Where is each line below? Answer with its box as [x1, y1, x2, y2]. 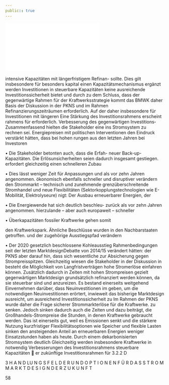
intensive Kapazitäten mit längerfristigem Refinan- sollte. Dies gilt [5, 75, 141, 82]
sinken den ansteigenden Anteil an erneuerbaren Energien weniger [5, 328, 144, 334]
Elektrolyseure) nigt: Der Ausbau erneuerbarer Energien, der [25, 192, 151, 198]
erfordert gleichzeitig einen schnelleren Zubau [5, 161, 102, 167]
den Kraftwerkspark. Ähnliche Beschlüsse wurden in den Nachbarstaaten [5, 227, 158, 233]
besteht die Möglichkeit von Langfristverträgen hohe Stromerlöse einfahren [5, 263, 162, 269]
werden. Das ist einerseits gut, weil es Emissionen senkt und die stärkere [5, 317, 157, 324]
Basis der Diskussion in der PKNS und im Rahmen [5, 102, 108, 108]
